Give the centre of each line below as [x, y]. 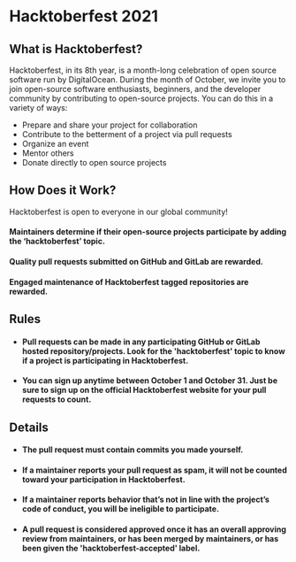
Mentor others [48, 153]
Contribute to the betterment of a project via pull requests [127, 134]
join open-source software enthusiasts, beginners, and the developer [135, 89]
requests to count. [57, 399]
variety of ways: [38, 108]
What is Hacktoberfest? [76, 49]
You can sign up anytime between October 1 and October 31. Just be [150, 381]
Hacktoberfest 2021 [84, 16]
